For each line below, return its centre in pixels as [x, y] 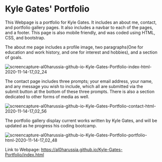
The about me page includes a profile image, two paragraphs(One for [74, 47]
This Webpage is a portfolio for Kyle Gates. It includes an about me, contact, [81, 22]
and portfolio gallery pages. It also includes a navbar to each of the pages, [79, 27]
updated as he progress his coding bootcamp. [51, 125]
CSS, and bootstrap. [25, 38]
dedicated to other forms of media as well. [47, 96]
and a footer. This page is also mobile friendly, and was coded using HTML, [80, 32]
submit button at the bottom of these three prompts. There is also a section [80, 91]
